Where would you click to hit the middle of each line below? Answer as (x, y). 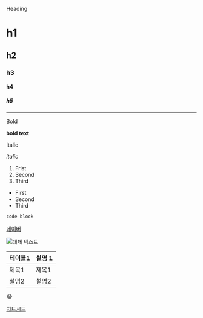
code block (20, 217)
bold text (18, 133)
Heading (17, 9)
